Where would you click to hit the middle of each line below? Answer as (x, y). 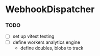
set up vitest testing (33, 36)
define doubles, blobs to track (52, 48)
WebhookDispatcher (50, 9)
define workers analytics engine (46, 42)
